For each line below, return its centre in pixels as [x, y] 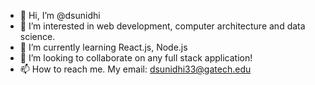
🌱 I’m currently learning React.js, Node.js [103, 47]
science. [37, 36]
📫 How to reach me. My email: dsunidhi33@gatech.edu [135, 69]
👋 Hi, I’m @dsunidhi [60, 15]
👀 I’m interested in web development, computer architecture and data [162, 26]
